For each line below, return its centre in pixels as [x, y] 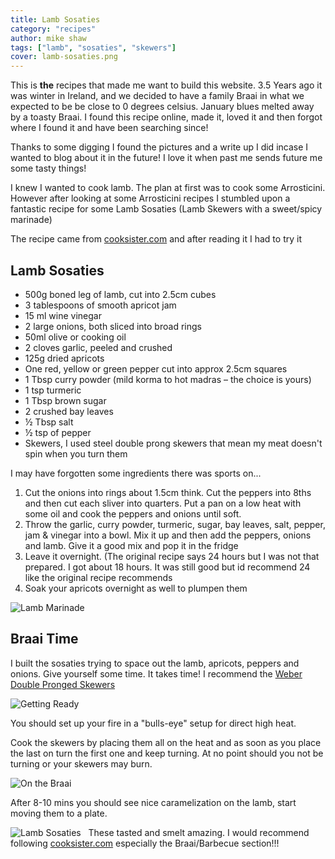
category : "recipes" [53, 29]
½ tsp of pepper [58, 432]
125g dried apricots [64, 358]
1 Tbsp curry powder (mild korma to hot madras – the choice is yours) [168, 379]
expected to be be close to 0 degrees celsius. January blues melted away [162, 107]
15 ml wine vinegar [63, 315]
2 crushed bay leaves [69, 411]
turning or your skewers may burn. [81, 763]
